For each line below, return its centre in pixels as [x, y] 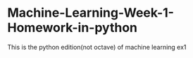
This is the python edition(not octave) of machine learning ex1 [97, 47]
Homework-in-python [73, 28]
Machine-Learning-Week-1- [91, 13]
